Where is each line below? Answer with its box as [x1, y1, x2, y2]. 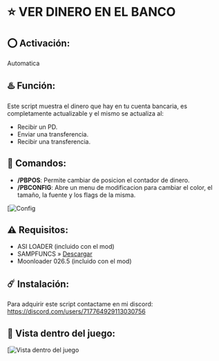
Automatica [7, 59, 40, 67]
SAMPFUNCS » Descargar [17, 249, 93, 258]
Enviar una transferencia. [17, 130, 89, 138]
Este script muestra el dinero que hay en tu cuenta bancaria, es [7, 102, 188, 110]
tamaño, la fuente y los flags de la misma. [17, 191, 136, 199]
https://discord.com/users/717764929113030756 [7, 308, 146, 316]
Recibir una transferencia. [17, 137, 91, 146]
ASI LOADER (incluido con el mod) [17, 243, 115, 251]
